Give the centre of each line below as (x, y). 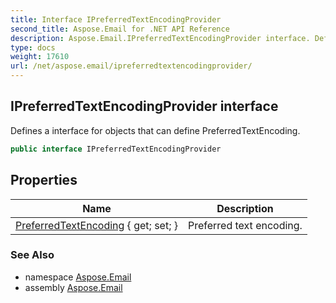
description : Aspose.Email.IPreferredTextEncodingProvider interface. (160, 38)
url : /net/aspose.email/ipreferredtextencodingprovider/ (131, 66)
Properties (44, 180)
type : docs (33, 47)
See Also (32, 255)
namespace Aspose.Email (78, 277)
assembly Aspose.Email (73, 287)
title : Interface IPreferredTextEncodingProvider (116, 19)
